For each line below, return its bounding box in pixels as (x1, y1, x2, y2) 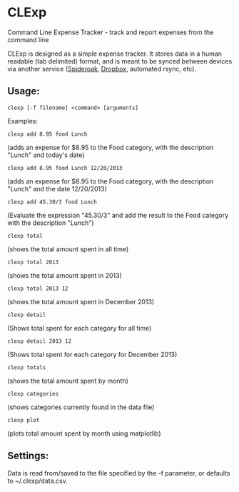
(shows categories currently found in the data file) (7, 403, 155, 411)
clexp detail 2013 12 (7, 337, 72, 345)
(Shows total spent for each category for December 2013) (7, 350, 178, 358)
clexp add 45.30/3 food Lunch (7, 198, 98, 206)
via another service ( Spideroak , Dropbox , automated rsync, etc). (7, 64, 197, 73)
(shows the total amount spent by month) (7, 376, 128, 385)
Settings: (7, 450, 49, 462)
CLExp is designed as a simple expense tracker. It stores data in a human (7, 49, 223, 58)
